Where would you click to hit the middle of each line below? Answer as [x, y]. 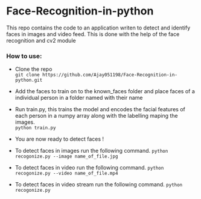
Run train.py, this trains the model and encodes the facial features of [100, 109]
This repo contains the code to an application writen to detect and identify [98, 28]
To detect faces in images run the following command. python [91, 151]
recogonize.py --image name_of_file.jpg [66, 157]
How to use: [24, 56]
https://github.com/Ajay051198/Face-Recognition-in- [110, 75]
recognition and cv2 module [41, 40]
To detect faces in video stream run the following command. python [99, 185]
